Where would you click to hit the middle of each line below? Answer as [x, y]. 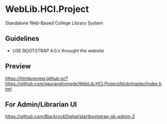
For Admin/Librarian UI [41, 104]
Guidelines [22, 39]
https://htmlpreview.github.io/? [37, 78]
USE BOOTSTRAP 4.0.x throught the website [58, 50]
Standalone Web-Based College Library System [54, 23]
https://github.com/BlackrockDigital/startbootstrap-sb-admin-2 [70, 117]
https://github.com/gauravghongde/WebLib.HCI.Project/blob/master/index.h [83, 84]
